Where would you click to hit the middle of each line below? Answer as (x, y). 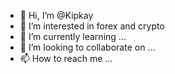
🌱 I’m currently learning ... (73, 36)
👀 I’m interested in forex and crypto (92, 26)
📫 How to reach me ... (66, 58)
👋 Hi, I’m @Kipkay (56, 15)
